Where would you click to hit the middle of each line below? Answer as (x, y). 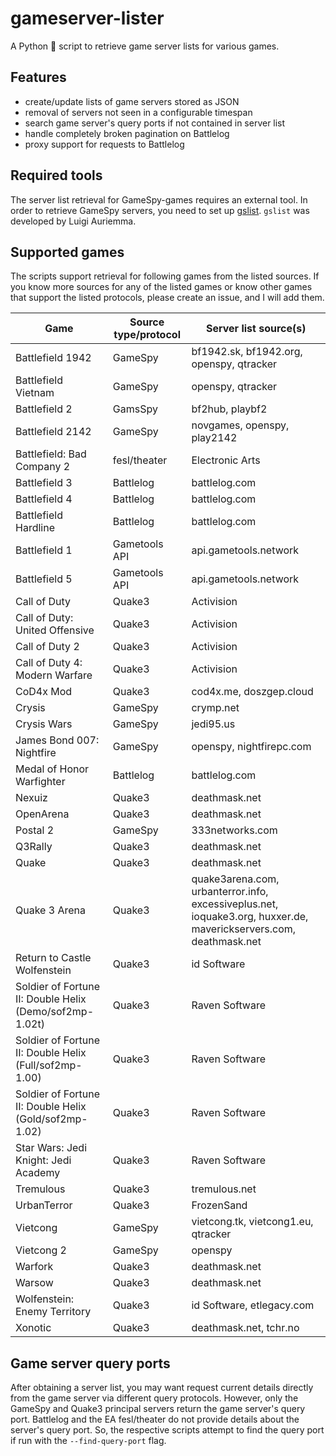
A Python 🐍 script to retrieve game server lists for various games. (145, 46)
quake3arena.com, (235, 879)
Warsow (34, 1283)
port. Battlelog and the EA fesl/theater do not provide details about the (155, 1419)
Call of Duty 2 (47, 647)
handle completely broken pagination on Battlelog (127, 133)
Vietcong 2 (41, 1250)
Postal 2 (35, 830)
